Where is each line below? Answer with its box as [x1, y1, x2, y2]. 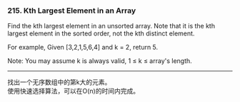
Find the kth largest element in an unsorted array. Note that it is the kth [7, 22, 216, 30]
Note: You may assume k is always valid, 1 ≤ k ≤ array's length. [7, 57, 193, 65]
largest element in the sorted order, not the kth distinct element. [7, 29, 195, 38]
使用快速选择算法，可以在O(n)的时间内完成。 [7, 87, 140, 96]
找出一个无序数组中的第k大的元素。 [7, 78, 111, 86]
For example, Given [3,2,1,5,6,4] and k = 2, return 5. [7, 43, 159, 52]
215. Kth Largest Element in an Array [7, 6, 136, 16]
